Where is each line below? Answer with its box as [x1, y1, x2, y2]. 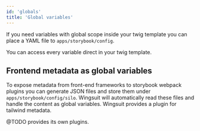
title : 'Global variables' [6, 14, 73, 20]
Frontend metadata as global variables [6, 65, 152, 76]
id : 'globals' [6, 8, 42, 15]
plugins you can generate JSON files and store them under [6, 88, 151, 95]
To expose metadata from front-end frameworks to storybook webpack [6, 82, 182, 89]
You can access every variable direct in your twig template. [6, 48, 152, 55]
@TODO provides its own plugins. [6, 118, 90, 126]
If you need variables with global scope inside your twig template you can [6, 30, 187, 38]
